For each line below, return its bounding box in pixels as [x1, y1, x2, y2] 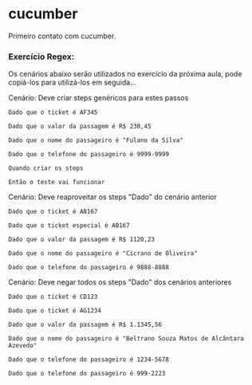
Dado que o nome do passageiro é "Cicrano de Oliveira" [8, 249, 198, 257]
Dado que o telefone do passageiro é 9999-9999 [8, 151, 170, 159]
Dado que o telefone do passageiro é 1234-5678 [8, 356, 170, 363]
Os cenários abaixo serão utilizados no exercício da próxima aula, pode [8, 69, 242, 79]
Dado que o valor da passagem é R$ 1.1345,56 [8, 320, 162, 329]
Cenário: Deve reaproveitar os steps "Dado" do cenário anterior [8, 192, 218, 202]
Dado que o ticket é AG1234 [8, 307, 102, 315]
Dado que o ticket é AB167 [8, 208, 98, 216]
